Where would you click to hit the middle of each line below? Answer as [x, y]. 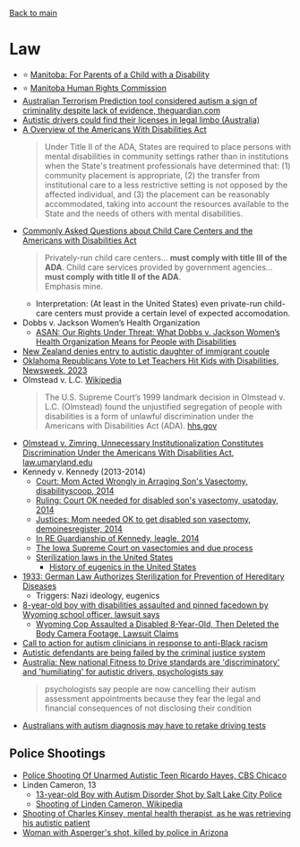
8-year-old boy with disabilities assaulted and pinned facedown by [145, 605]
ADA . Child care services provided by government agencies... [159, 267]
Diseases [39, 585]
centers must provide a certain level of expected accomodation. [172, 313]
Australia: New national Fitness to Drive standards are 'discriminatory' [151, 661]
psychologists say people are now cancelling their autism [150, 688]
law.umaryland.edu [57, 462]
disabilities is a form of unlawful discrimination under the [149, 416]
